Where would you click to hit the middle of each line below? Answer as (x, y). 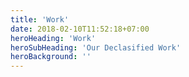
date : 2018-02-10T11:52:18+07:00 (80, 29)
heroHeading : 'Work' (53, 38)
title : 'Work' (40, 19)
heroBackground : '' (51, 57)
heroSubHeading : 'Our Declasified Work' (96, 47)
